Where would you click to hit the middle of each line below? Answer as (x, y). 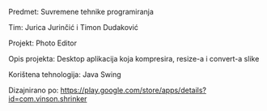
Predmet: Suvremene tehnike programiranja (81, 12)
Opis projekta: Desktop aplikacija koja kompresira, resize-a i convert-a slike (134, 59)
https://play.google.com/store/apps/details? (133, 90)
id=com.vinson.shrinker (48, 99)
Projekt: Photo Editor (43, 43)
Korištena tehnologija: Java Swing (65, 75)
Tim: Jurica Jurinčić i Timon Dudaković (74, 27)
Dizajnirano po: (34, 90)
